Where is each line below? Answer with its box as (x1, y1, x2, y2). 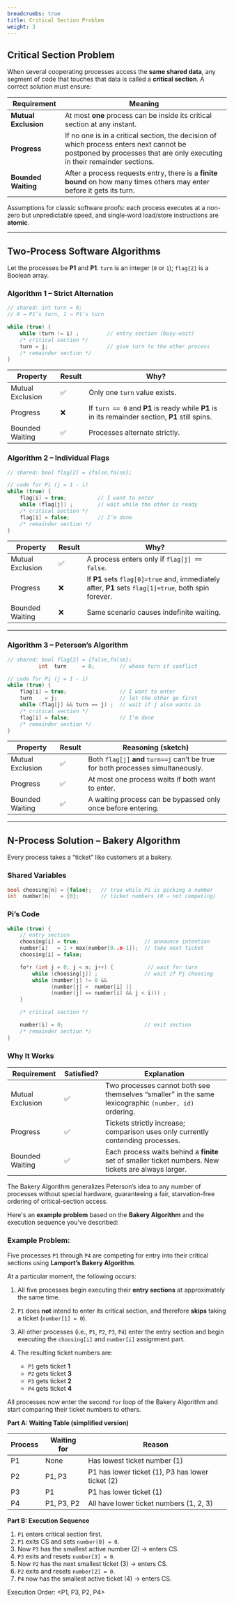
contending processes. (105, 1135, 181, 1145)
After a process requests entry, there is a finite (65, 168, 218, 178)
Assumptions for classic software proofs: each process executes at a (7, 204, 205, 212)
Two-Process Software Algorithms (7, 245, 162, 257)
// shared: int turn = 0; (7, 304, 82, 311)
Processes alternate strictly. (88, 428, 180, 438)
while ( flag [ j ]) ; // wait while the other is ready (19, 501, 198, 508)
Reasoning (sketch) (123, 743, 189, 752)
